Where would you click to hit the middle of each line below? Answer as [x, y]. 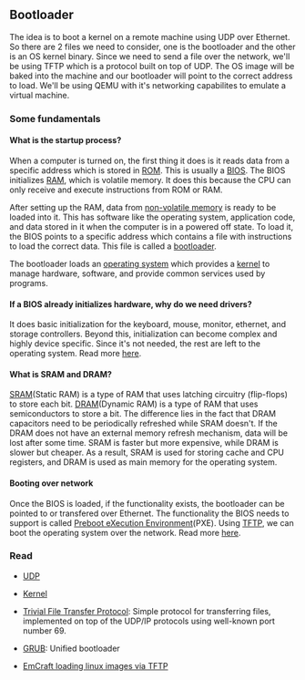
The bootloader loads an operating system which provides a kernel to [140, 263]
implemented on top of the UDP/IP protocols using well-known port [149, 621]
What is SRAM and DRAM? [61, 374]
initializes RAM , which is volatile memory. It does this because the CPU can [150, 180]
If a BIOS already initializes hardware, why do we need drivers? [131, 304]
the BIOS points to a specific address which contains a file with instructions [151, 236]
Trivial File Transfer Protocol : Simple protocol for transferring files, [147, 611]
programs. [29, 283]
